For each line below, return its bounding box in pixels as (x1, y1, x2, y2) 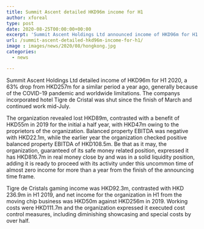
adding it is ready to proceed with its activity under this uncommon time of (6, 159, 194, 167)
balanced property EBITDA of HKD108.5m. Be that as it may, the (6, 140, 167, 147)
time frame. (6, 172, 35, 180)
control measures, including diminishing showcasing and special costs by (6, 210, 191, 217)
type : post (6, 20, 34, 26)
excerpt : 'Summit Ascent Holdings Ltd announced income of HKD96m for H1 (6, 32, 199, 38)
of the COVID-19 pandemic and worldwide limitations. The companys (6, 89, 180, 96)
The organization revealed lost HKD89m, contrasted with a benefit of (6, 114, 180, 122)
